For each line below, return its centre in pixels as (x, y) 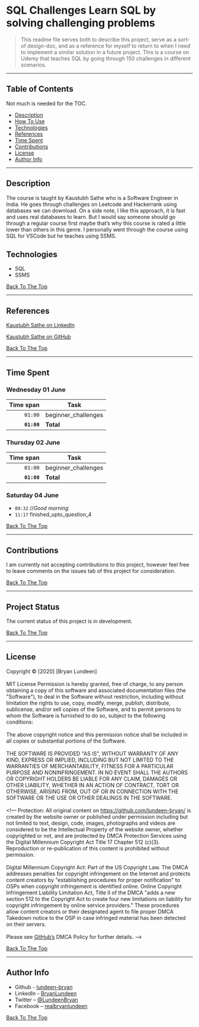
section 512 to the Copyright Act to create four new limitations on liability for (99, 898)
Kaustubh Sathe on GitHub (38, 337)
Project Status (33, 607)
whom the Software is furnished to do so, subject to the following (86, 715)
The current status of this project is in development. (69, 621)
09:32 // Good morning (42, 508)
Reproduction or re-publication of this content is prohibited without (88, 848)
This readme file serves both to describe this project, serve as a (98, 39)
